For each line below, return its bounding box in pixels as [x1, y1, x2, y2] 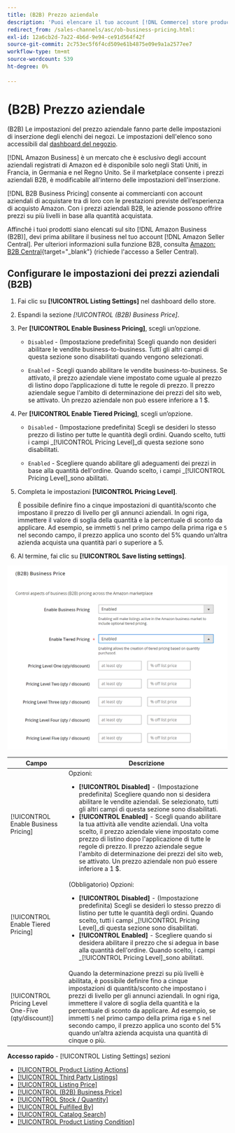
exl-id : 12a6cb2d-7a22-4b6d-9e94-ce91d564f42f [7, 34, 145, 41]
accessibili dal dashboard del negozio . [7, 139, 118, 148]
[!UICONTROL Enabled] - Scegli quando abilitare [78, 812, 222, 820]
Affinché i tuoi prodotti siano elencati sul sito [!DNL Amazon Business [7, 225, 207, 233]
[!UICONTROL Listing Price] [17, 1080, 98, 1089]
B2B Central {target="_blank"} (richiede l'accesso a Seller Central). [7, 247, 199, 256]
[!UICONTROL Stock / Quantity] [17, 1095, 108, 1104]
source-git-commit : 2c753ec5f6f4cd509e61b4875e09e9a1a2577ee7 [7, 41, 192, 48]
